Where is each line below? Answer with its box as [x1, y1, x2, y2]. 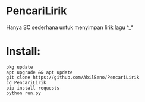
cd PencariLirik [6, 79, 46, 85]
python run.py [6, 90, 42, 96]
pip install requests [6, 85, 60, 91]
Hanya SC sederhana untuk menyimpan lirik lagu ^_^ [6, 24, 134, 31]
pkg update [6, 64, 33, 70]
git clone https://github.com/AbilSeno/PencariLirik [6, 74, 140, 81]
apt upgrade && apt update [6, 69, 73, 75]
